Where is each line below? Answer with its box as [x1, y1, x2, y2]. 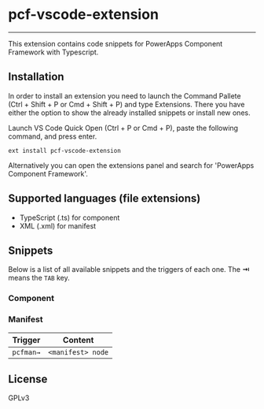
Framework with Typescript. [8, 47, 99, 57]
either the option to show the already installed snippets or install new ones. [8, 108, 251, 117]
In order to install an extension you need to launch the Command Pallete [8, 91, 241, 100]
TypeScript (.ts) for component [19, 213, 120, 222]
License [8, 372, 48, 385]
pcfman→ [12, 348, 41, 356]
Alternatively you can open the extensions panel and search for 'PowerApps [8, 160, 255, 170]
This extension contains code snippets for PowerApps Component [8, 39, 223, 48]
